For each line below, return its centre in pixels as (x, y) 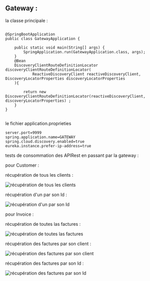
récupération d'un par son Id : (36, 194)
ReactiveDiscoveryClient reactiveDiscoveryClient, (87, 74)
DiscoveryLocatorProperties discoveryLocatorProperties (65, 78)
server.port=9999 (23, 133)
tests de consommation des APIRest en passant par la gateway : (72, 155)
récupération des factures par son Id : (45, 263)
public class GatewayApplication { (43, 38)
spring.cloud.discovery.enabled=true (45, 141)
